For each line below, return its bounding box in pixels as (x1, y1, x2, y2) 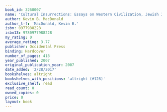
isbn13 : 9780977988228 (5, 30, 52, 35)
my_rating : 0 (5, 35, 32, 40)
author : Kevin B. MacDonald (5, 16, 64, 21)
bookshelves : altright (5, 72, 52, 77)
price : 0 (5, 95, 23, 100)
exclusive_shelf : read (5, 81, 52, 86)
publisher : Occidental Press (5, 44, 66, 49)
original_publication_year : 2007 (5, 62, 75, 67)
